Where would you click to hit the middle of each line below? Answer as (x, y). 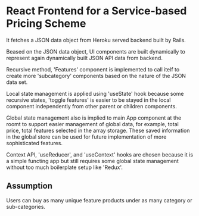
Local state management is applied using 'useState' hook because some (95, 93)
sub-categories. (26, 206)
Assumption (29, 186)
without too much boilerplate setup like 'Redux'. (65, 167)
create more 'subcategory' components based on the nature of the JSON (96, 76)
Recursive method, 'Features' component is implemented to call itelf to (93, 69)
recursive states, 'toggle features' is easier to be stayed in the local (88, 100)
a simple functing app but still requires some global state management (92, 161)
